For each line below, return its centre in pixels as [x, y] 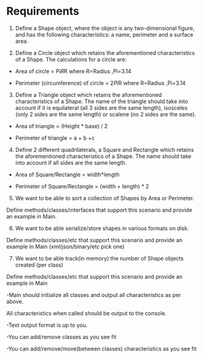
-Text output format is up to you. [47, 325]
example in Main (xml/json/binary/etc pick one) [65, 246]
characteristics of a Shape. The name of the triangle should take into [102, 101]
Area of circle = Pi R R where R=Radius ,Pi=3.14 [73, 71]
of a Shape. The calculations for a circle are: [71, 59]
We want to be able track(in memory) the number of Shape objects [99, 258]
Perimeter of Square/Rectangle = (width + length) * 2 [82, 186]
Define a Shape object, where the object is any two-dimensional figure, [105, 28]
